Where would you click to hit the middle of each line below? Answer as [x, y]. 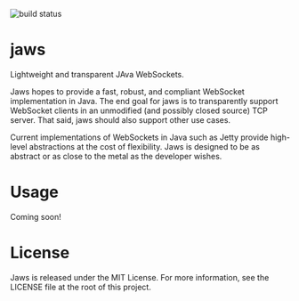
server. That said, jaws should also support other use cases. [120, 119]
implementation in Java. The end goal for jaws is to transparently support [144, 101]
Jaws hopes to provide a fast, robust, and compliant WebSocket [128, 91]
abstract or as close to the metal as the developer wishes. [116, 156]
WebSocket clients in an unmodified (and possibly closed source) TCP [139, 110]
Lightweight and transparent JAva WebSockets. [97, 74]
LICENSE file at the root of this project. [81, 287]
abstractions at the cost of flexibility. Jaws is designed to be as [145, 146]
